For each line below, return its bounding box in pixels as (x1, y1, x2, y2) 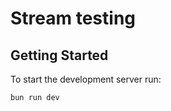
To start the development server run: (10, 73, 162, 85)
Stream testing (10, 7, 137, 30)
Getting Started (10, 47, 109, 64)
